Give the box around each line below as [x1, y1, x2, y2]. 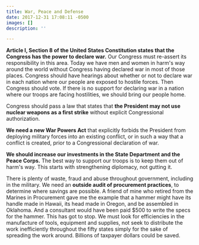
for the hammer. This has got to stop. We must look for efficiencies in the [6, 213, 185, 220]
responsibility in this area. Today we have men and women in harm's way [6, 59, 185, 67]
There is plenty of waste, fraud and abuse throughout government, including [6, 175, 194, 182]
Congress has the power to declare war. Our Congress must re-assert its [6, 53, 187, 60]
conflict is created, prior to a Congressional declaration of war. [6, 139, 159, 146]
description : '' [6, 25, 46, 32]
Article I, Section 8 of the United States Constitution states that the [6, 47, 175, 54]
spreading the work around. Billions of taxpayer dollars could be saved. [6, 232, 181, 239]
